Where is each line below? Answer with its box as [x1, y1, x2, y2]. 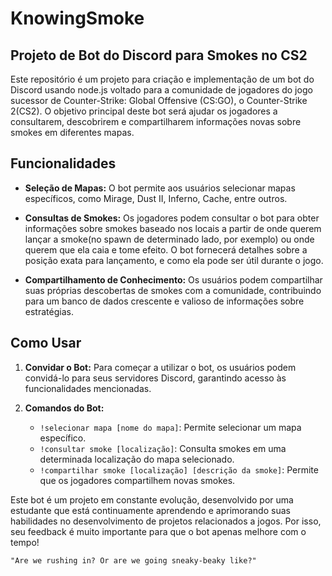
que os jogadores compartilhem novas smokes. [39, 474, 236, 486]
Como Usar [10, 335, 82, 352]
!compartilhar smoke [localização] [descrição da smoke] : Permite [39, 463, 319, 476]
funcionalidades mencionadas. [24, 382, 152, 394]
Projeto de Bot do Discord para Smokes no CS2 [10, 47, 308, 64]
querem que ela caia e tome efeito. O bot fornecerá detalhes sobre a [24, 243, 308, 256]
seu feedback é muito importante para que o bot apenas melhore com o [10, 525, 307, 537]
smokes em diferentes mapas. [10, 127, 135, 138]
